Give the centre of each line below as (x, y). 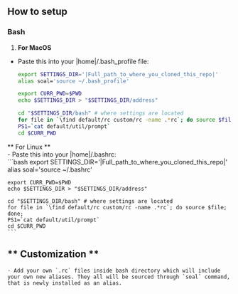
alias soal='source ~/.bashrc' (50, 169)
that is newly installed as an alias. (65, 283)
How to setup (37, 12)
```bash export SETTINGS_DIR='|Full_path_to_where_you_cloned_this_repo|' (118, 162)
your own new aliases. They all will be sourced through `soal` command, (119, 277)
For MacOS (34, 47)
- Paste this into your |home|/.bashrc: (62, 154)
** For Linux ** (29, 147)
